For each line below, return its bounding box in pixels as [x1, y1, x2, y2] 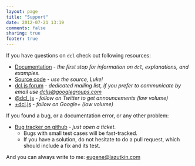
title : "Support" [6, 14, 49, 20]
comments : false [6, 25, 46, 31]
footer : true [6, 36, 38, 42]
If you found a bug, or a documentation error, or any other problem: [6, 112, 169, 119]
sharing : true [6, 31, 41, 36]
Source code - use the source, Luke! [14, 76, 103, 83]
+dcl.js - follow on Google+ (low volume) [14, 101, 113, 107]
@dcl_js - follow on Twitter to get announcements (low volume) [14, 94, 169, 101]
